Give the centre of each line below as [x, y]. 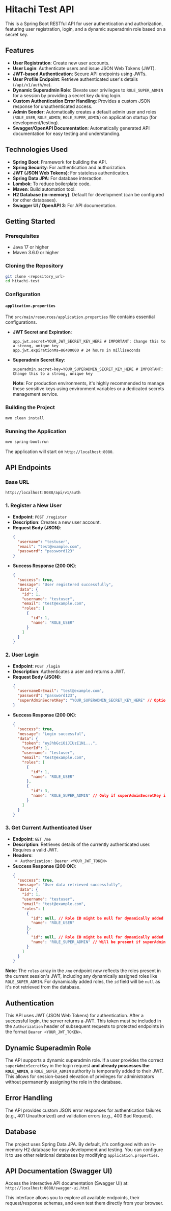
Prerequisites [22, 236]
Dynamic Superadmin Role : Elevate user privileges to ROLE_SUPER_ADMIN [88, 90]
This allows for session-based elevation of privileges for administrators [80, 1076]
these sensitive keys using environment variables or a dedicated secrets [88, 389]
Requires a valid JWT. [35, 849]
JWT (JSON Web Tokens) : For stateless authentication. [71, 173]
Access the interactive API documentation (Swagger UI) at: [67, 1183]
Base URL [17, 482]
